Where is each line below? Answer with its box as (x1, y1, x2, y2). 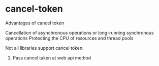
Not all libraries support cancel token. (5, 45, 84, 51)
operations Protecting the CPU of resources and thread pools (5, 35, 134, 41)
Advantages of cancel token (5, 20, 65, 26)
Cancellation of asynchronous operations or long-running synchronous (5, 29, 154, 36)
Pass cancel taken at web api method (12, 54, 91, 61)
